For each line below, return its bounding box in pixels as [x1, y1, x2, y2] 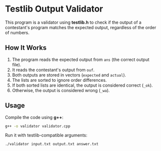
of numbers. [5, 30, 30, 35]
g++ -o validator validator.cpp [5, 123, 70, 129]
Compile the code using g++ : [5, 114, 64, 120]
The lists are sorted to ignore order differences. [12, 77, 107, 83]
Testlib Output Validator [5, 3, 103, 15]
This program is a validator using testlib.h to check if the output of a [5, 19, 142, 25]
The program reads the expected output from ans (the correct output [12, 57, 149, 62]
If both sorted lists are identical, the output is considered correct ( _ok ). [12, 82, 153, 88]
